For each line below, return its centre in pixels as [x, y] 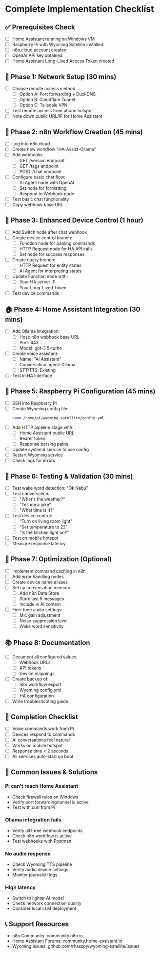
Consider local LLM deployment [44, 908]
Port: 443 [29, 342]
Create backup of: [30, 679]
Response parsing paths [44, 444]
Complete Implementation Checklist [80, 9]
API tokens [30, 668]
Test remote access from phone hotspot [52, 111]
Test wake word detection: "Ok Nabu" [50, 488]
